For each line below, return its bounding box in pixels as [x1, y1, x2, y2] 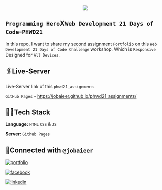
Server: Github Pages [5, 131, 50, 137]
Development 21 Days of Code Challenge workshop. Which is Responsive [5, 46, 156, 52]
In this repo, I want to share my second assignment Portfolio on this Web [5, 41, 157, 47]
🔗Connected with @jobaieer [5, 146, 94, 154]
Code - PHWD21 [5, 28, 43, 36]
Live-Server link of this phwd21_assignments [5, 83, 95, 89]
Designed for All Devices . [5, 51, 60, 58]
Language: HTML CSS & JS [5, 121, 57, 127]
